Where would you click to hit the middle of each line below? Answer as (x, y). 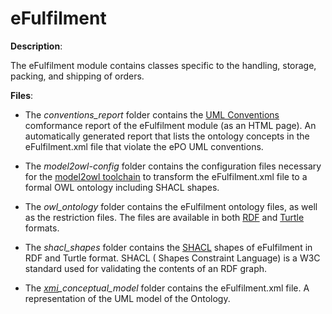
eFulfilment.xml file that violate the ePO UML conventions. (144, 146)
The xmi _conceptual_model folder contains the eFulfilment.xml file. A (167, 288)
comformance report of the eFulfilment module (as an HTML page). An (170, 125)
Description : (36, 46)
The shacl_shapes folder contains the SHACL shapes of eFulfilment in (168, 247)
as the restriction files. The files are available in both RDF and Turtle (164, 217)
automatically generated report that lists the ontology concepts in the (167, 136)
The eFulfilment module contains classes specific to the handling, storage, (163, 65)
